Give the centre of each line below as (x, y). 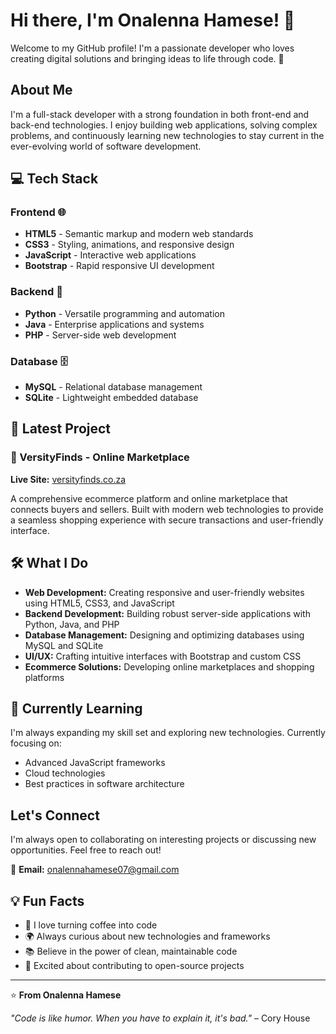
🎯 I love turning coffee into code (91, 925)
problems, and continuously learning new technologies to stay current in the (167, 135)
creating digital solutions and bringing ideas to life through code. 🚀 (147, 58)
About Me (41, 90)
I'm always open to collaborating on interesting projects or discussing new (163, 840)
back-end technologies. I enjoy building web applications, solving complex (164, 125)
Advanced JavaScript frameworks (95, 763)
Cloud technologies (65, 773)
